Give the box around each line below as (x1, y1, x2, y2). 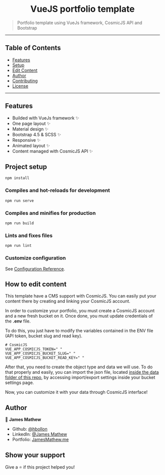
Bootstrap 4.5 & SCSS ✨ (12, 131, 61, 137)
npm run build (5, 220, 34, 226)
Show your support (5, 451, 65, 459)
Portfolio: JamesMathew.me (12, 437, 69, 443)
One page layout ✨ (12, 120, 51, 126)
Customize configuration (5, 255, 66, 262)
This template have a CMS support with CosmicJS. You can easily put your (5, 293, 157, 299)
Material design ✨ (12, 126, 49, 132)
